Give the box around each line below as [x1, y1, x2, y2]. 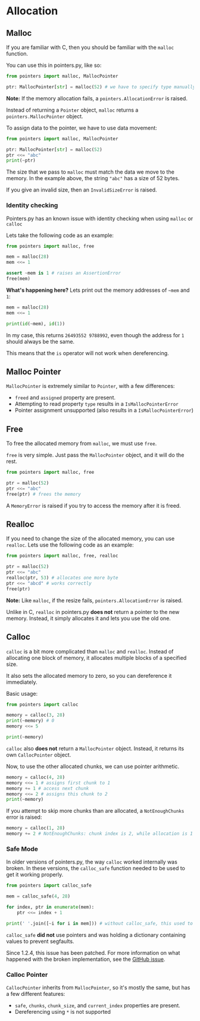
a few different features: [6, 991, 65, 998]
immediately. [6, 678, 37, 686]
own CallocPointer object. [6, 751, 71, 758]
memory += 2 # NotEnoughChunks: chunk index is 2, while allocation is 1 [6, 831, 193, 837]
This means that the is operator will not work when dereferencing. [6, 349, 170, 356]
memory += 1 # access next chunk [6, 785, 89, 791]
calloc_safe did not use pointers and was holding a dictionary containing [6, 931, 186, 938]
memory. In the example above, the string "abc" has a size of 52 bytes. [6, 175, 180, 182]
